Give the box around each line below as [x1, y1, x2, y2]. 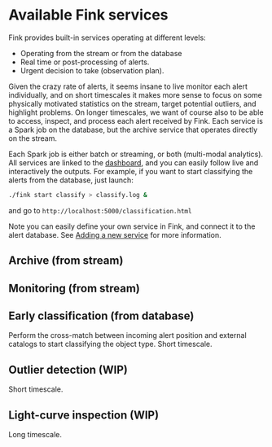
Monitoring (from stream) [8, 281, 141, 295]
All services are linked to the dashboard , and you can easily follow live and [8, 157, 259, 168]
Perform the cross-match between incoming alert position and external [8, 331, 247, 340]
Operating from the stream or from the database [20, 48, 182, 58]
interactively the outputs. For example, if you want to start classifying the [8, 166, 253, 176]
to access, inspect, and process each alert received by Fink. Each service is [8, 116, 263, 125]
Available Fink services [8, 6, 169, 24]
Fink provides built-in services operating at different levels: [8, 33, 206, 42]
